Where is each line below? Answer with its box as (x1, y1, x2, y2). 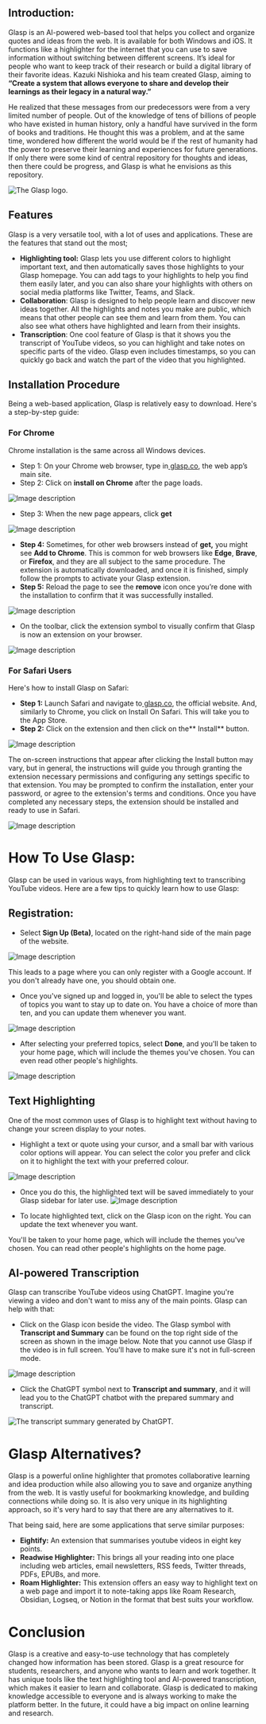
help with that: (8, 1304, 56, 1314)
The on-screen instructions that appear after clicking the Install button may (8, 755, 254, 764)
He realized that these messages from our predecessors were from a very (8, 102, 250, 111)
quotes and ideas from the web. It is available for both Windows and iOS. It (8, 36, 253, 45)
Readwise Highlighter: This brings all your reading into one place (19, 1553, 234, 1562)
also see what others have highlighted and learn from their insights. (19, 321, 241, 330)
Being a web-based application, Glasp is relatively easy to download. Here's (8, 399, 257, 409)
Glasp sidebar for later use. (19, 1195, 109, 1205)
